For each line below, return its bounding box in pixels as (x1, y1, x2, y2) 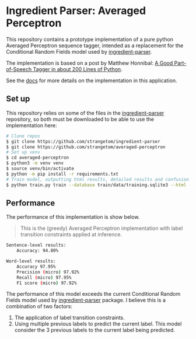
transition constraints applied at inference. (20, 231, 123, 238)
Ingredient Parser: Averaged (6, 4, 146, 18)
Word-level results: (6, 258, 57, 264)
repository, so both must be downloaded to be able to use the (6, 116, 155, 123)
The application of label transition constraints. (14, 314, 125, 321)
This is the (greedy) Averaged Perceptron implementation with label (20, 225, 183, 232)
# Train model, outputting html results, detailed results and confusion (6, 176, 190, 182)
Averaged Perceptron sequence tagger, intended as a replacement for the (6, 42, 184, 49)
